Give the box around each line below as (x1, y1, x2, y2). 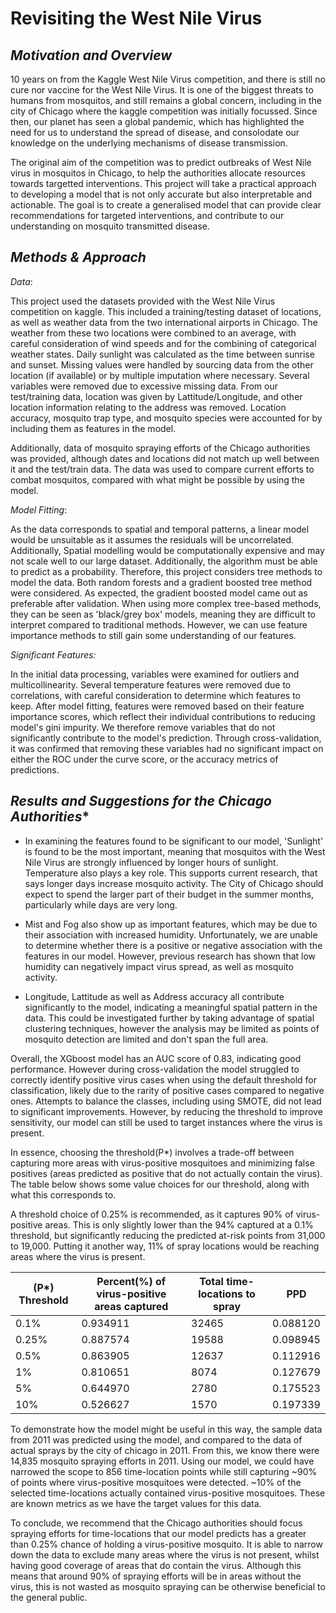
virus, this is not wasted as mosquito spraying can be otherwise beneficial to (10, 1580, 326, 1592)
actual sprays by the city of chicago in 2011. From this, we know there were (10, 1444, 320, 1456)
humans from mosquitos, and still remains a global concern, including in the (10, 95, 322, 106)
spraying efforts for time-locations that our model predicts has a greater (10, 1527, 307, 1539)
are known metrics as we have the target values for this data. (10, 1497, 262, 1509)
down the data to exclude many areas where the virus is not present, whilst (10, 1548, 320, 1561)
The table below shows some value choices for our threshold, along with (10, 1178, 310, 1190)
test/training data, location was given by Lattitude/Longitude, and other (10, 390, 303, 402)
